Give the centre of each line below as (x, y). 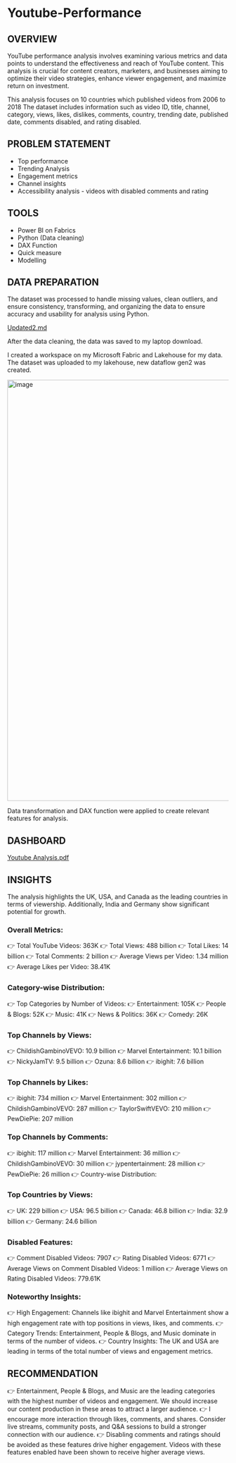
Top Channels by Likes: (48, 1082)
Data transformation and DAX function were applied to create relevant (108, 811)
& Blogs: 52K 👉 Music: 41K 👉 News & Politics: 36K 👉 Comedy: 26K (108, 1014)
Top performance (43, 161)
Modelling (32, 260)
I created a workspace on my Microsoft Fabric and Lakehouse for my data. (115, 355)
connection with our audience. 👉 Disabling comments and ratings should (114, 1435)
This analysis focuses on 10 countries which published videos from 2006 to (117, 99)
